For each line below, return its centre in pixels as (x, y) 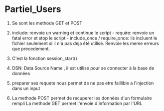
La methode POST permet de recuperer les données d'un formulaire (82, 98)
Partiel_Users (33, 9)
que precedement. (31, 48)
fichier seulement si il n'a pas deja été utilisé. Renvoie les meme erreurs (85, 43)
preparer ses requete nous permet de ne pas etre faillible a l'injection (83, 83)
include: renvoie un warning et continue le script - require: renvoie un (83, 32)
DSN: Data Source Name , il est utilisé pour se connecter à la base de (83, 68)
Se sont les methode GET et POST (47, 23)
